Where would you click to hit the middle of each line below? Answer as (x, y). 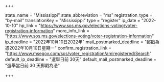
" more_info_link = (71, 31)
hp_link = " (30, 26)
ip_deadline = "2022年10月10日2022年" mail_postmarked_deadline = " (76, 42)
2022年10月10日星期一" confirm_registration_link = (60, 48)
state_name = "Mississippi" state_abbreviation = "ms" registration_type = (79, 15)
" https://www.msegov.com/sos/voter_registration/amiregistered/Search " (78, 54)
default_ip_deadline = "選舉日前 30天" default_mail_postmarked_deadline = (81, 59)
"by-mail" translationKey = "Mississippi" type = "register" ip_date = (73, 20)
